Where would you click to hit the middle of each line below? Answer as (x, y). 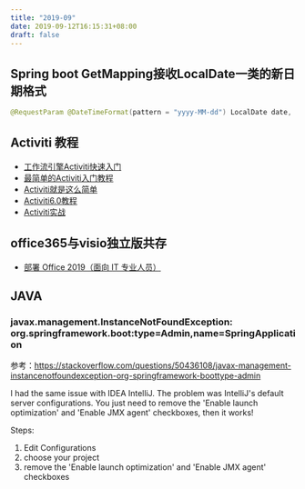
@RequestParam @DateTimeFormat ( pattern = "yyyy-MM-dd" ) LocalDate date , (151, 113)
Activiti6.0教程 (51, 200)
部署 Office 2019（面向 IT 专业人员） (92, 267)
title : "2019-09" (43, 18)
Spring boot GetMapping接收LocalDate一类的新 (147, 74)
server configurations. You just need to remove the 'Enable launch (134, 403)
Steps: (22, 430)
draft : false (35, 35)
